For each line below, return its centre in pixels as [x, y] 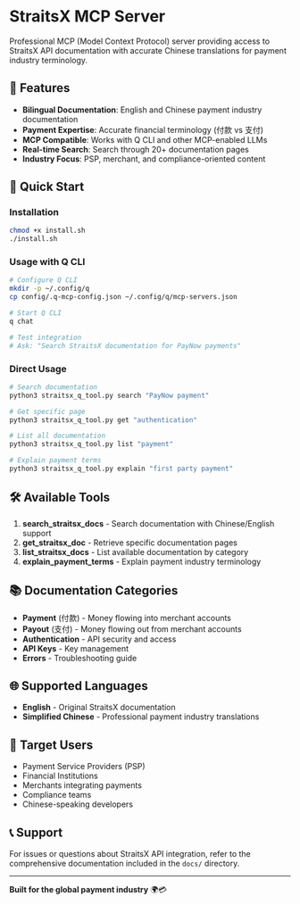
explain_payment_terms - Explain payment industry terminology [142, 561]
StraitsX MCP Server [87, 17]
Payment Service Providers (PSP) [83, 767]
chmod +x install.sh [48, 231]
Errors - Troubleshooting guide [79, 658]
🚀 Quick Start [47, 187]
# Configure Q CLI [43, 280]
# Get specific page [48, 411]
